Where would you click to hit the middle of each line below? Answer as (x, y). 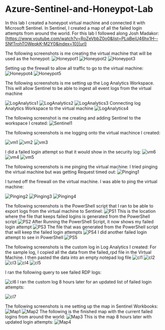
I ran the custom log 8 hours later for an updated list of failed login (84, 282)
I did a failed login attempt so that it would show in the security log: (73, 152)
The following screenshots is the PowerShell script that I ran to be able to (79, 206)
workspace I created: (27, 123)
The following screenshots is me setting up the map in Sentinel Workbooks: (82, 306)
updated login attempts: (29, 322)
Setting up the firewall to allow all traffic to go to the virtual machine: (74, 68)
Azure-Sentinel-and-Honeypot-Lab (79, 9)
